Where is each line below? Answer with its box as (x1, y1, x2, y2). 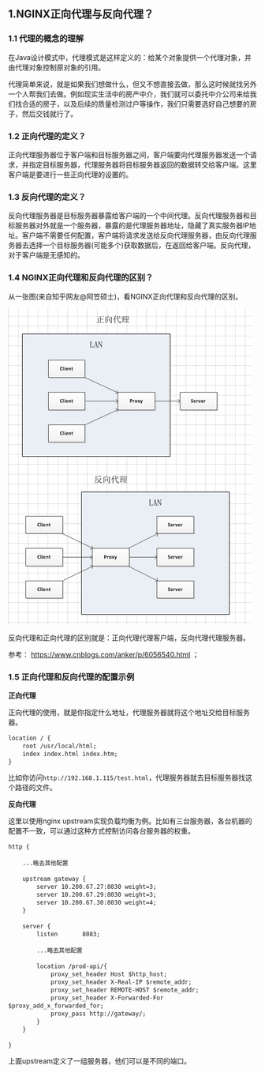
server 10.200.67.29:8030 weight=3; (36, 890, 157, 898)
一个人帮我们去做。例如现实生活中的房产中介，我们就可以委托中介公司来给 (8, 89, 250, 99)
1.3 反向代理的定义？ (8, 191, 87, 202)
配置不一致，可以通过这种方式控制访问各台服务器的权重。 (8, 826, 195, 835)
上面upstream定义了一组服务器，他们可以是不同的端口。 (8, 1056, 192, 1065)
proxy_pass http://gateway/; (50, 1010, 147, 1018)
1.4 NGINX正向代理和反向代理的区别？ (8, 272, 154, 283)
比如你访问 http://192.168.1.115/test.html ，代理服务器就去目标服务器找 (8, 773, 246, 782)
